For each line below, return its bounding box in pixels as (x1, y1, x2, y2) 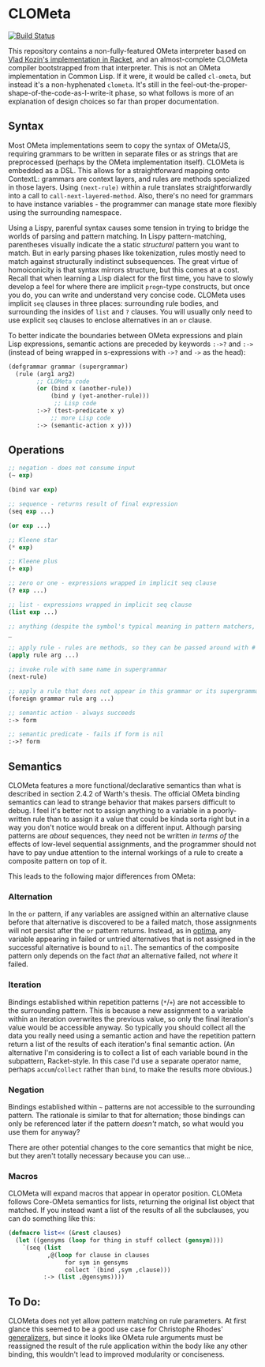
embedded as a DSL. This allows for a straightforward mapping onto (8, 165, 230, 175)
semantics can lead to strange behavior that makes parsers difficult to (8, 797, 236, 807)
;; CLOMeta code (36, 377, 90, 386)
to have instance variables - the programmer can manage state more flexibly (8, 199, 257, 209)
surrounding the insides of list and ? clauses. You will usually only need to (8, 307, 252, 316)
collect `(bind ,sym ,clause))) (64, 1266, 171, 1274)
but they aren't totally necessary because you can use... (8, 1150, 191, 1160)
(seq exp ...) (8, 507, 55, 515)
